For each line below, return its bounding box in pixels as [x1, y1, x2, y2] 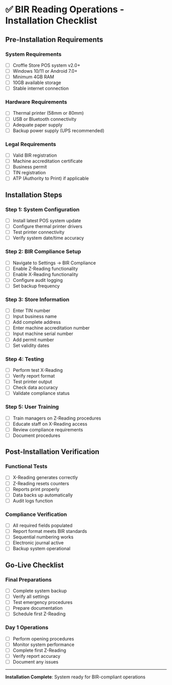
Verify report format [12, 372, 55, 379]
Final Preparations [5, 576, 52, 583]
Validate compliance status [12, 390, 70, 397]
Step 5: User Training [5, 403, 59, 410]
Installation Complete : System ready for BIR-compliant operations [5, 674, 146, 680]
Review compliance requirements [12, 426, 83, 432]
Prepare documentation [12, 605, 63, 611]
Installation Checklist [5, 15, 97, 27]
